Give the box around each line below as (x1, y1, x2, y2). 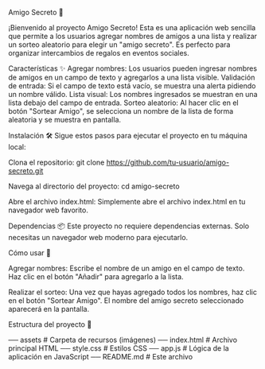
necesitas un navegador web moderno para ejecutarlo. (8, 233, 189, 242)
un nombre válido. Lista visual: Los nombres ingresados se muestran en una (8, 90, 258, 99)
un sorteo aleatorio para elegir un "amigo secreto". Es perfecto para (8, 40, 231, 49)
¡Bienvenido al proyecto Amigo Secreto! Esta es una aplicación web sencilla (8, 23, 256, 32)
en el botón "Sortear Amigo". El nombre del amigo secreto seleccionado (8, 296, 244, 305)
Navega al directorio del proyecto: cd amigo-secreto (8, 181, 181, 191)
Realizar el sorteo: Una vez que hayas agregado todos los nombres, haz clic (8, 287, 257, 297)
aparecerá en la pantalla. (8, 305, 90, 313)
